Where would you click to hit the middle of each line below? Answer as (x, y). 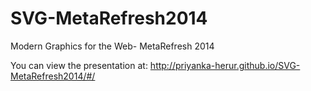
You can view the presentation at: (79, 65)
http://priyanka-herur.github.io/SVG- (225, 65)
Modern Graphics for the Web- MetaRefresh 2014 (112, 46)
